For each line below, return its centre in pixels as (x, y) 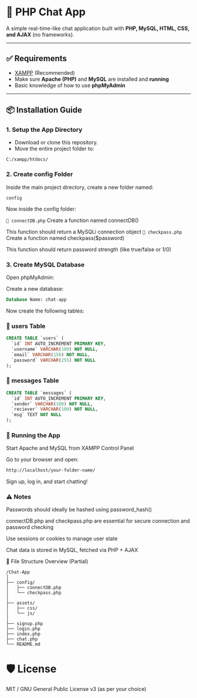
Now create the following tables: (45, 311)
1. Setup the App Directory (44, 130)
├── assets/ (21, 603)
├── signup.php (25, 624)
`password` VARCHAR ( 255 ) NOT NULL (53, 360)
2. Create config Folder (40, 174)
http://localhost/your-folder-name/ (51, 470)
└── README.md (23, 644)
